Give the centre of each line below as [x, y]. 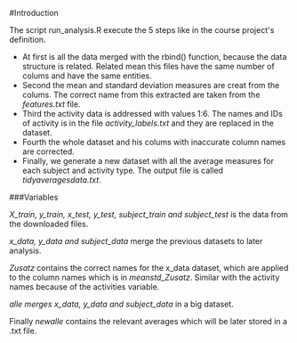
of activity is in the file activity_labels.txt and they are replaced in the [148, 123]
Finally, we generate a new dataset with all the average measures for [148, 161]
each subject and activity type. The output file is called [123, 170]
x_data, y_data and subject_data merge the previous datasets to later [136, 241]
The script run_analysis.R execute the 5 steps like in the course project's [142, 30]
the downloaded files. [49, 224]
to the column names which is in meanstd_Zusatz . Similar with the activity [144, 277]
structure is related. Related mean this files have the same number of [148, 66]
